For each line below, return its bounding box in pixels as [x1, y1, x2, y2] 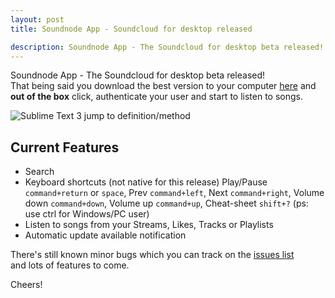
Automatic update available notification [24, 229, 187, 241]
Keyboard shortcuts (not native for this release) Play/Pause [24, 176, 268, 188]
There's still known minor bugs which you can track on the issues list [10, 249, 295, 261]
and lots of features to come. [10, 259, 130, 271]
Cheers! [10, 279, 43, 291]
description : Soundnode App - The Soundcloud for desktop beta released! [10, 42, 325, 52]
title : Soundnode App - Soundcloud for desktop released [10, 24, 253, 34]
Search [24, 166, 55, 178]
